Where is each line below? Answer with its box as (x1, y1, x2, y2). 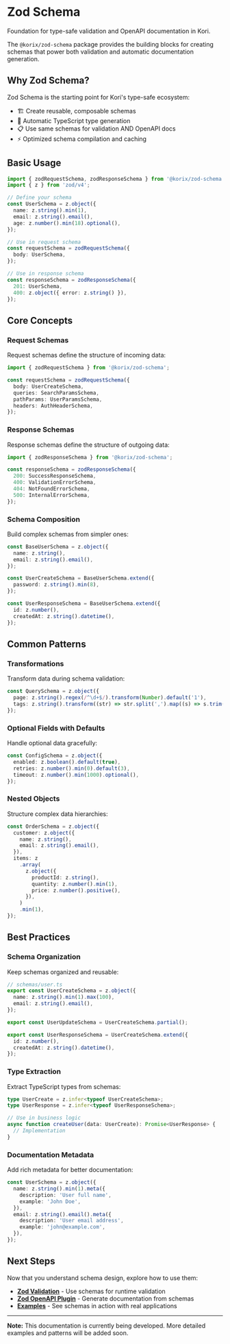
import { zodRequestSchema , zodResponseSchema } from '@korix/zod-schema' (7, 175, 225, 182)
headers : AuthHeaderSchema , (13, 402, 94, 409)
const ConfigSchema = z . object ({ (7, 752, 103, 760)
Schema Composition (7, 514, 81, 524)
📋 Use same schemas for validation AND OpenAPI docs (16, 124, 176, 133)
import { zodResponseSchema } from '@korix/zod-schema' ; (7, 454, 173, 461)
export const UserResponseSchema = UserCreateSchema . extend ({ (7, 1031, 188, 1038)
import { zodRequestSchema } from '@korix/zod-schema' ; (7, 364, 170, 371)
